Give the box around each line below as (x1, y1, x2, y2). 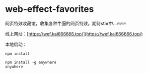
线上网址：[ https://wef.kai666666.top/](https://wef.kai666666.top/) (5, 31, 143, 37)
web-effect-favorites (5, 3, 94, 15)
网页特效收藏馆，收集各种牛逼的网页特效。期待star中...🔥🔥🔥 (5, 20, 127, 26)
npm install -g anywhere (5, 60, 57, 65)
